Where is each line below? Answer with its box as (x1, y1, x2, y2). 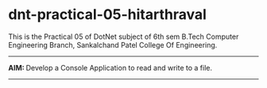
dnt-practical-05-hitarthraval (8, 6, 207, 24)
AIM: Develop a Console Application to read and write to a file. (8, 63, 213, 72)
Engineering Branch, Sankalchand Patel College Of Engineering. (8, 40, 218, 49)
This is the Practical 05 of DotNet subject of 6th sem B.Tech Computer (8, 32, 239, 41)
